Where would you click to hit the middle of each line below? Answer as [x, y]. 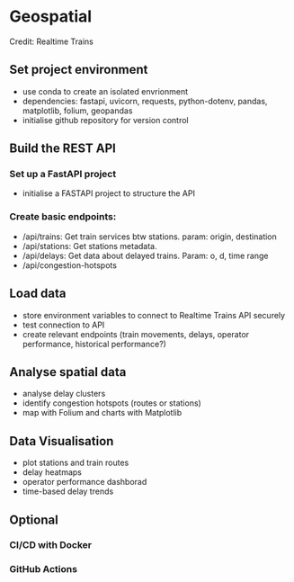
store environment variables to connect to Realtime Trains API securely [154, 315]
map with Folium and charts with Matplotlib [102, 413]
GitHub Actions [44, 569]
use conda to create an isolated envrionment [105, 91]
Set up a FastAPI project [63, 175]
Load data [38, 294]
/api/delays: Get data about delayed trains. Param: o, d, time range [145, 255]
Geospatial [51, 17]
